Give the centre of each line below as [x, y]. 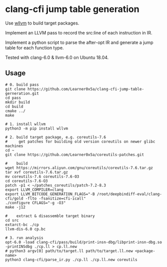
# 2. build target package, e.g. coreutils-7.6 [56, 137]
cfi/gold [14, 198]
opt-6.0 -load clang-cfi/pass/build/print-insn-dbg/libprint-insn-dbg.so [84, 242]
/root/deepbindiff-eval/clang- [129, 194]
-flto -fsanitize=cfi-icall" [55, 198]
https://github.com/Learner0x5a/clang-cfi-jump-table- [85, 89]
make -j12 [15, 207]
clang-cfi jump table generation [72, 9]
